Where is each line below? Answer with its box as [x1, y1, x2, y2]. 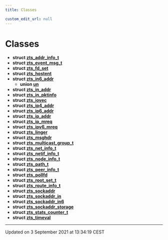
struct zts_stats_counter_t [12, 209, 68, 215]
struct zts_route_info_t [12, 183, 61, 189]
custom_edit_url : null [5, 16, 52, 22]
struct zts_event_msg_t [12, 60, 62, 66]
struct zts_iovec [12, 97, 47, 103]
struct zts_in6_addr [12, 76, 54, 82]
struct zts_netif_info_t [12, 151, 59, 157]
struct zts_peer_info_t [12, 167, 59, 173]
